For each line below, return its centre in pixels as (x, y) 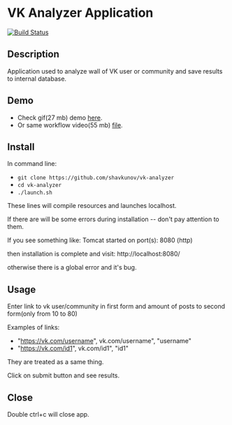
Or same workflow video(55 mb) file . (70, 125)
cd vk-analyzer (39, 186)
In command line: (32, 164)
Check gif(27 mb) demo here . (60, 118)
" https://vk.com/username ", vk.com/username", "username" (104, 341)
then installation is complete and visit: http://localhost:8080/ (94, 254)
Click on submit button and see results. (64, 375)
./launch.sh (35, 193)
